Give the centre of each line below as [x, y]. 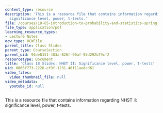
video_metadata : [21, 81]
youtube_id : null [27, 86]
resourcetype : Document [29, 59]
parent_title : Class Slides [33, 46]
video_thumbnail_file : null [38, 77]
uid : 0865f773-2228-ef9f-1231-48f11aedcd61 [50, 68]
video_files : [18, 73]
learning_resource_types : [31, 32]
